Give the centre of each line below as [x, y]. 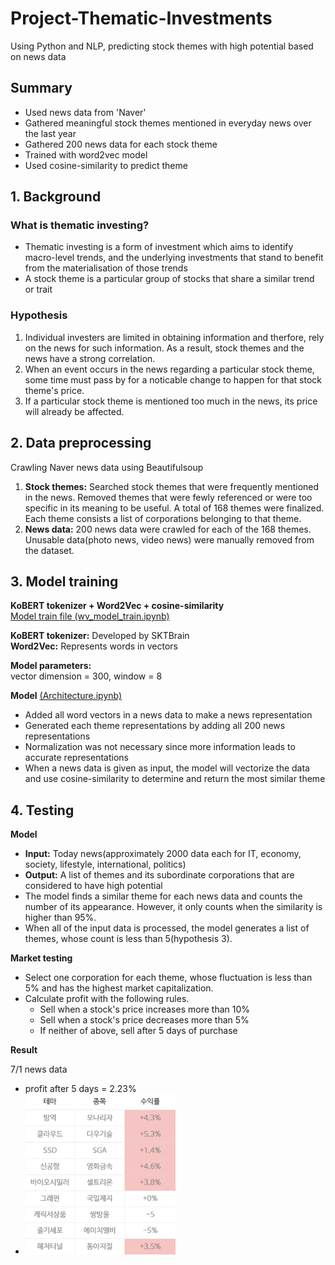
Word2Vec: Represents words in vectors [94, 646]
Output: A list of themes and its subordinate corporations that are [159, 875]
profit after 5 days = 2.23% [80, 1089]
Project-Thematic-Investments [141, 18]
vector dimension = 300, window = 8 [86, 676]
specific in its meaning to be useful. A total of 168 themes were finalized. [174, 508]
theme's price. [54, 390]
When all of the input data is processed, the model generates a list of [167, 928]
